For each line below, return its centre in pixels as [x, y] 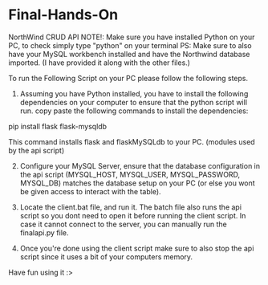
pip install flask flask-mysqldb [57, 126]
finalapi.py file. [45, 232]
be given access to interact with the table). [91, 191]
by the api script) [37, 150]
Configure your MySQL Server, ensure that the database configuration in [140, 165]
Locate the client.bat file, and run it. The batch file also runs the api [131, 207]
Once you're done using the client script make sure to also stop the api [137, 248]
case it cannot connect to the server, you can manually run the [123, 224]
